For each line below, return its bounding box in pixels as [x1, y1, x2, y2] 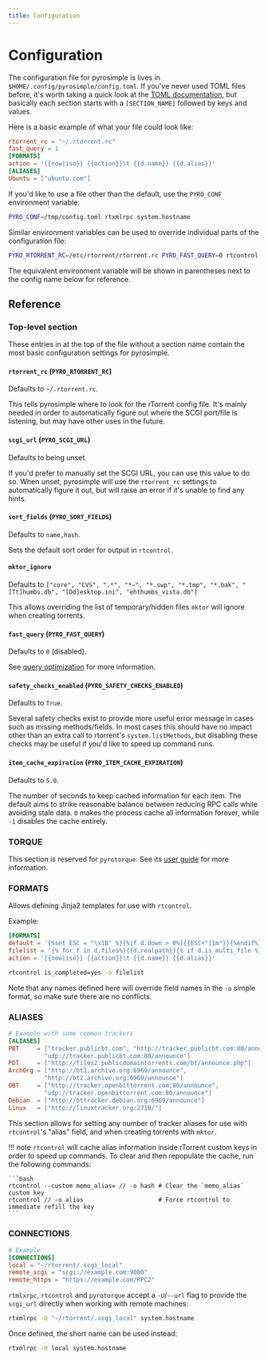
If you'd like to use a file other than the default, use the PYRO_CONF [8, 189, 222, 198]
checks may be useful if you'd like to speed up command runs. [8, 739, 215, 749]
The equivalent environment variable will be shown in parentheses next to [8, 265, 251, 276]
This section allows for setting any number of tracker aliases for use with [8, 1118, 247, 1127]
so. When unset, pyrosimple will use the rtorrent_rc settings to [8, 476, 217, 486]
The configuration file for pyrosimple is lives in [8, 73, 161, 82]
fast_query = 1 [8, 145, 59, 153]
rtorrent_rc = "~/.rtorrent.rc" [8, 137, 116, 145]
